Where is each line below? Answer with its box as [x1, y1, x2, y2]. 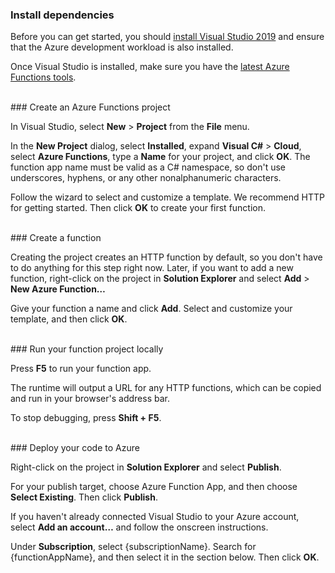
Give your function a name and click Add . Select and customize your [10, 303, 293, 315]
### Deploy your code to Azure [10, 442, 140, 454]
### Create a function [10, 232, 102, 244]
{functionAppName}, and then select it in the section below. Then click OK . [10, 551, 320, 563]
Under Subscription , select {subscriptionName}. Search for [10, 541, 257, 553]
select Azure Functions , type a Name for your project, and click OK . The [10, 151, 311, 163]
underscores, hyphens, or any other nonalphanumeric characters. [10, 172, 282, 184]
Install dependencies [10, 8, 115, 22]
